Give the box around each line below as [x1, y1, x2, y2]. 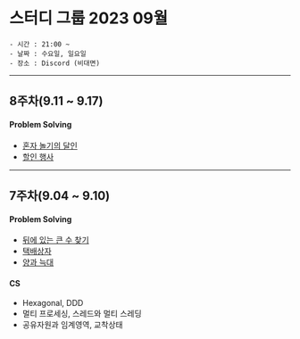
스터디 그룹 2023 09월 [9, 8, 168, 29]
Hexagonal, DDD [21, 298, 84, 309]
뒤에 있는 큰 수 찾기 [21, 235, 89, 245]
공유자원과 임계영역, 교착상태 [21, 319, 123, 330]
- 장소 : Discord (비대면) [9, 59, 101, 68]
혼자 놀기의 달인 [21, 140, 78, 151]
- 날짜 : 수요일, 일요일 [9, 49, 87, 58]
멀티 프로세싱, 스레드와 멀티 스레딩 [21, 309, 142, 319]
